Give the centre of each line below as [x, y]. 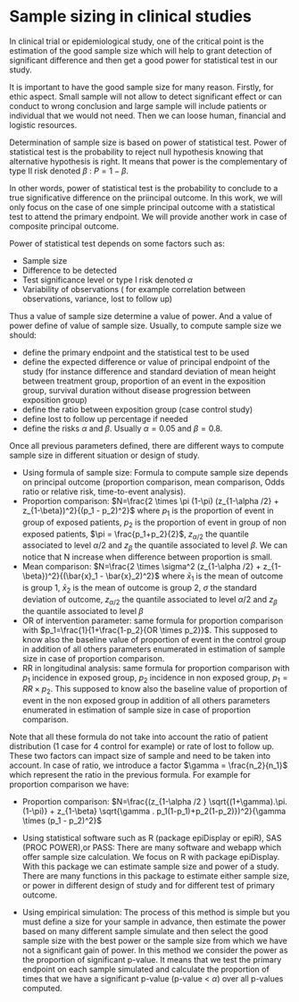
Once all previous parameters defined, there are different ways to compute [146, 445]
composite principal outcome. [64, 226]
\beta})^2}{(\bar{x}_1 [60, 576]
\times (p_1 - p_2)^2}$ [62, 821]
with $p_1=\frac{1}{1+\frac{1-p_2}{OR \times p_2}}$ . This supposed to [150, 630]
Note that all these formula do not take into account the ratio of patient [139, 737]
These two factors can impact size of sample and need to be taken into [140, 756]
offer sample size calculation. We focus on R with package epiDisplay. [151, 857]
